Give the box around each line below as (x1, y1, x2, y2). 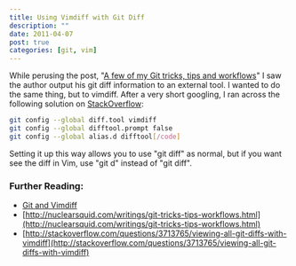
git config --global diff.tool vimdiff (9, 116, 157, 125)
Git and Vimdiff (21, 200, 77, 211)
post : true (9, 37, 50, 47)
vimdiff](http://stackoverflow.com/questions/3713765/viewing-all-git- (21, 238, 277, 248)
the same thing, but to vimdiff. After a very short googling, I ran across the (9, 90, 281, 100)
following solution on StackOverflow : (9, 98, 144, 109)
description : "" (9, 21, 69, 30)
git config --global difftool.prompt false (9, 124, 173, 133)
